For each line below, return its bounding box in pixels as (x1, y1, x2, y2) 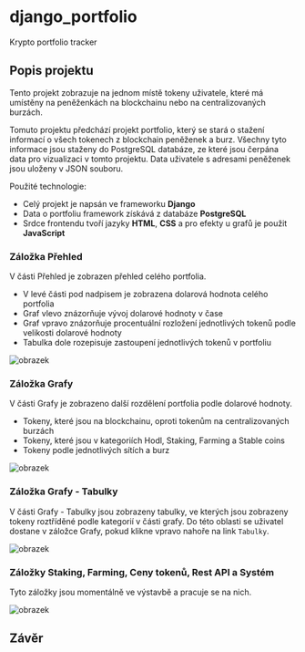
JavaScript (22, 227, 66, 238)
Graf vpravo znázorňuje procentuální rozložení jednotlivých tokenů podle (22, 317, 296, 329)
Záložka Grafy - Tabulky (9, 485, 118, 498)
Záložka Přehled (9, 250, 84, 263)
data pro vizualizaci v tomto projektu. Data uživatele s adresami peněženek (9, 153, 291, 164)
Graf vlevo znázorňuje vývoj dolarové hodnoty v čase (22, 308, 223, 319)
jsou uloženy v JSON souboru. (9, 162, 124, 174)
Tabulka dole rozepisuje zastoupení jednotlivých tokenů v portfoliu (22, 337, 271, 348)
